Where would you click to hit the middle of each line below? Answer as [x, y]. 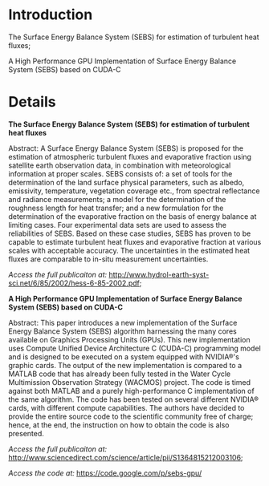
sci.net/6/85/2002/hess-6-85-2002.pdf [74, 283]
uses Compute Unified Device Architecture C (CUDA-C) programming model [134, 348]
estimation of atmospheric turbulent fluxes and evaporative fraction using [130, 156]
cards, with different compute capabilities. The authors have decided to [126, 407]
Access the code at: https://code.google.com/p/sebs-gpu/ [105, 473]
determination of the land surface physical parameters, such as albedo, [126, 182]
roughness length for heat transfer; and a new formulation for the [116, 208]
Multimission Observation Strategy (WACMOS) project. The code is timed [130, 382]
